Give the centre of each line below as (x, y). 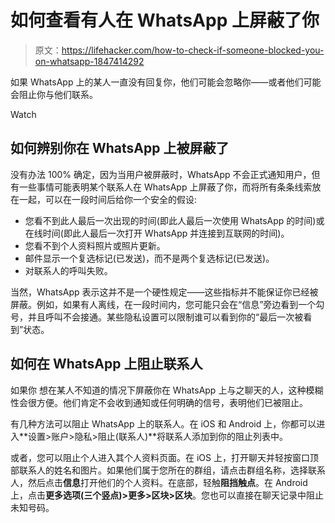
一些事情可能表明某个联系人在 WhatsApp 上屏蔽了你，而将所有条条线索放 (170, 187)
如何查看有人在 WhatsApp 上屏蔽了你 (165, 20)
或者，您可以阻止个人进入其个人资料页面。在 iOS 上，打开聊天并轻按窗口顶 (164, 457)
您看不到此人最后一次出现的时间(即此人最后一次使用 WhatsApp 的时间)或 (174, 220)
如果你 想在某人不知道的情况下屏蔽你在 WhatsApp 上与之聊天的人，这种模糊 (167, 390)
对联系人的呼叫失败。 (68, 270)
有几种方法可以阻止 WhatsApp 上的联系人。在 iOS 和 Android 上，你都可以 (163, 423)
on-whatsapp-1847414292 (89, 61)
